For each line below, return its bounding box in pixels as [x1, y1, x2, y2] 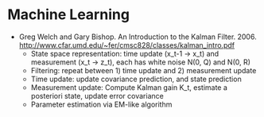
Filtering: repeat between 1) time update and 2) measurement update [30, 65, 257, 75]
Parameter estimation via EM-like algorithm [30, 99, 173, 109]
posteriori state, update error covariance [30, 91, 164, 100]
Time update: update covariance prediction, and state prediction [30, 74, 242, 84]
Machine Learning [7, 6, 130, 24]
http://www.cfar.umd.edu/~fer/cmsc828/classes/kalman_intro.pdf [18, 40, 235, 49]
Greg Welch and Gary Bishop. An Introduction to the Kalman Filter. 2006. [18, 32, 257, 41]
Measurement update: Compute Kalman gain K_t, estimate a [30, 82, 228, 92]
